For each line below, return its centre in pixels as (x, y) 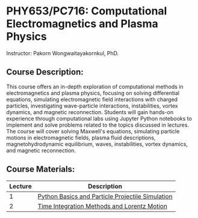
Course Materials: (41, 169)
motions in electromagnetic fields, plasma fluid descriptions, (81, 138)
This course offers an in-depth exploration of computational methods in (95, 86)
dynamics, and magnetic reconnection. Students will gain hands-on (90, 112)
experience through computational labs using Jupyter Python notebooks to (99, 118)
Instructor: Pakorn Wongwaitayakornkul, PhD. (63, 53)
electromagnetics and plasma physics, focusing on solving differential (93, 93)
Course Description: (45, 72)
